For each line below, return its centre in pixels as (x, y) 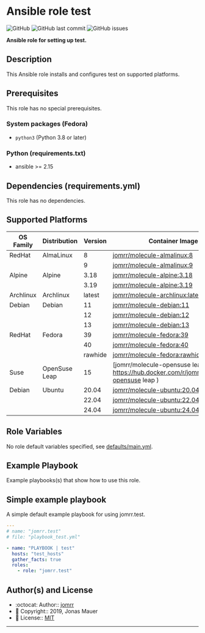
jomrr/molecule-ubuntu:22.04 (156, 400)
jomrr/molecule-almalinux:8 (153, 255)
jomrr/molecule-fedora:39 (151, 335)
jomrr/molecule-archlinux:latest (158, 295)
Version (95, 241)
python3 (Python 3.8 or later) (51, 137)
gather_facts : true (37, 559)
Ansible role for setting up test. (47, 40)
